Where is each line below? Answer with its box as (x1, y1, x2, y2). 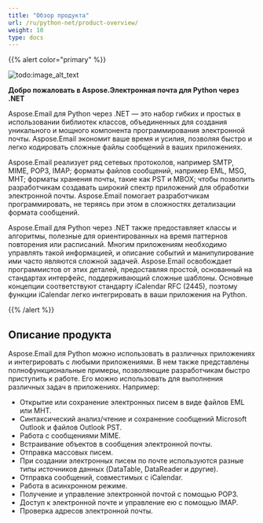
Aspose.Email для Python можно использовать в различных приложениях (8, 349, 255, 359)
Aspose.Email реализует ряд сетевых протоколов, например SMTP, (8, 158, 234, 168)
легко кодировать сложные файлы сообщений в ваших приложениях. (8, 142, 243, 152)
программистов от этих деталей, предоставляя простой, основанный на (8, 265, 253, 274)
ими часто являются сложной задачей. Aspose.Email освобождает (8, 256, 232, 266)
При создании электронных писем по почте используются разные (19, 456, 244, 466)
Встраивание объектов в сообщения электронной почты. (19, 440, 213, 449)
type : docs (8, 33, 44, 42)
